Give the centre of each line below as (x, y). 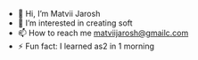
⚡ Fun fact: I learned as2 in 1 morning (86, 46)
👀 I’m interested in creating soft (75, 23)
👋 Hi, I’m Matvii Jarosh (59, 14)
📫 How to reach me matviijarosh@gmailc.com (103, 33)
